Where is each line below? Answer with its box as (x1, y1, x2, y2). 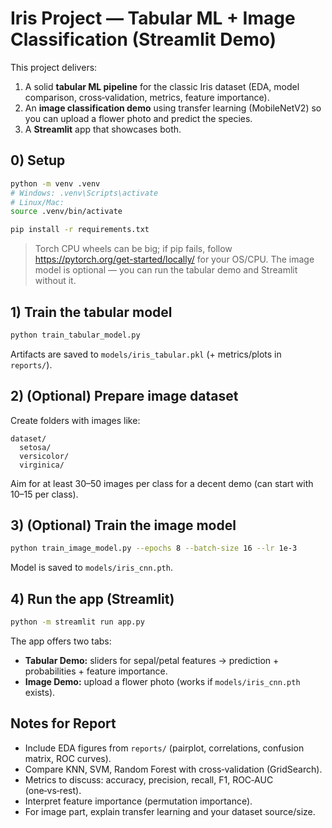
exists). (24, 687, 56, 698)
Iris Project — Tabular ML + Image (10, 7, 296, 30)
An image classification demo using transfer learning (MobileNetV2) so (24, 102, 322, 114)
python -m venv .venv (10, 178, 101, 189)
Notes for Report (10, 715, 117, 732)
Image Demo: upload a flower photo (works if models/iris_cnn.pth (24, 676, 301, 687)
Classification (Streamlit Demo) (10, 28, 277, 51)
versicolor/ (19, 451, 70, 461)
